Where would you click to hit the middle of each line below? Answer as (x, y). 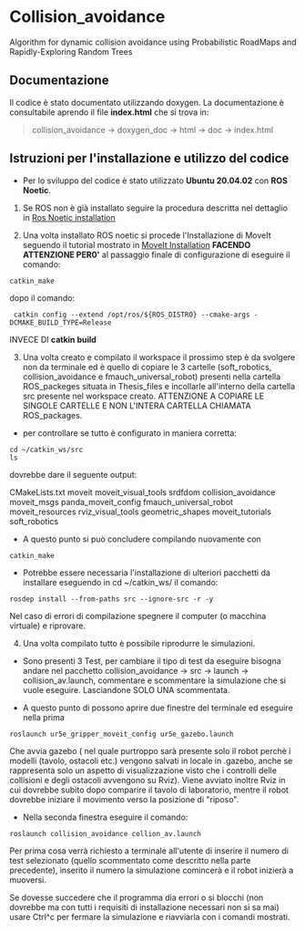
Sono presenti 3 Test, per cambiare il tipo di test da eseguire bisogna (152, 661)
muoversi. (28, 879)
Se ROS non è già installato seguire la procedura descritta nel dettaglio (155, 208)
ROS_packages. (52, 415)
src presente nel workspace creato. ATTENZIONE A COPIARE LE (143, 396)
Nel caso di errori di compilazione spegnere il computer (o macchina (138, 615)
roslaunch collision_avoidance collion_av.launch (106, 833)
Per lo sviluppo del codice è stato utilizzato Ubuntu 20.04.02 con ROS (155, 181)
